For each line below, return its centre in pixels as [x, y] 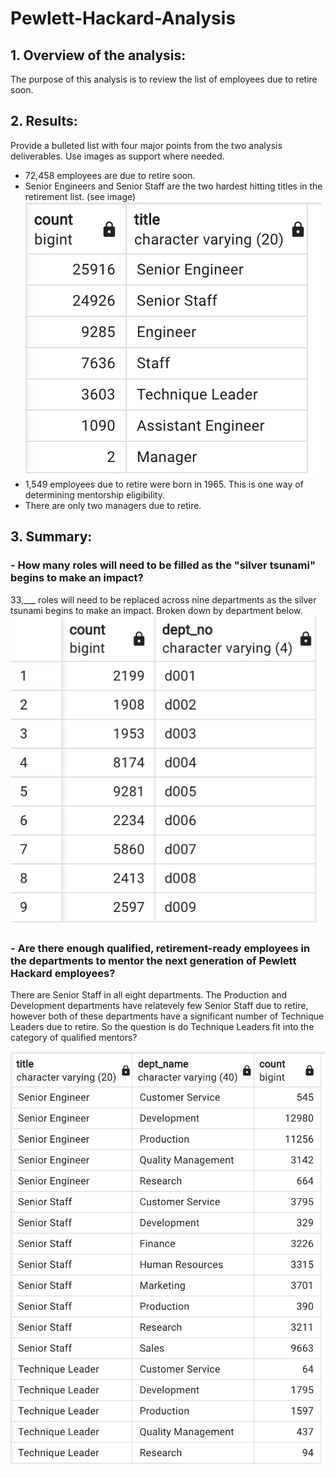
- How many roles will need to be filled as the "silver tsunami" [163, 565]
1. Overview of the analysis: [98, 55]
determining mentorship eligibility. [94, 494]
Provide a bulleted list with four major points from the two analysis [146, 145]
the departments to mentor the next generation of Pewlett [153, 960]
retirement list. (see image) [80, 196]
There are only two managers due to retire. [113, 505]
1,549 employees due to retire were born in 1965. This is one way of [164, 484]
